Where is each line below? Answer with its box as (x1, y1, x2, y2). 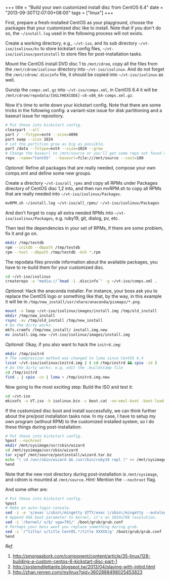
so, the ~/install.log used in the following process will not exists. (5, 30, 144, 36)
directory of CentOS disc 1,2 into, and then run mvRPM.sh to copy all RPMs (5, 185, 162, 191)
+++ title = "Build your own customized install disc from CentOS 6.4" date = (5, 5, 163, 10)
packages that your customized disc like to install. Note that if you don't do (5, 25, 161, 31)
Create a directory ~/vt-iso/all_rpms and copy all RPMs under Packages (5, 180, 158, 186)
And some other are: (5, 486, 48, 492)
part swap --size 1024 (5, 137, 53, 142)
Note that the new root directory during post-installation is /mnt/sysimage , (5, 471, 158, 477)
